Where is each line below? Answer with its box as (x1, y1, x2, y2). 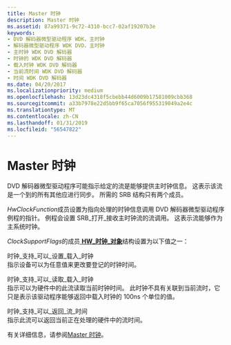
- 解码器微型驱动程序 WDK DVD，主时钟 (7, 42, 106, 49)
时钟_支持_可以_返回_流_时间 (7, 307, 88, 315)
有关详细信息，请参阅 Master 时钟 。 (7, 330, 108, 339)
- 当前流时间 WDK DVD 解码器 (7, 68, 83, 75)
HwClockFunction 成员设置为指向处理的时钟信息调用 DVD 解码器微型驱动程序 (7, 205, 225, 214)
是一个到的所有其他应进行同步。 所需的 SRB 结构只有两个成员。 (7, 191, 188, 199)
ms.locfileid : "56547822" (7, 126, 81, 133)
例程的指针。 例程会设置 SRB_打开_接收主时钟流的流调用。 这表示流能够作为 (7, 214, 223, 222)
